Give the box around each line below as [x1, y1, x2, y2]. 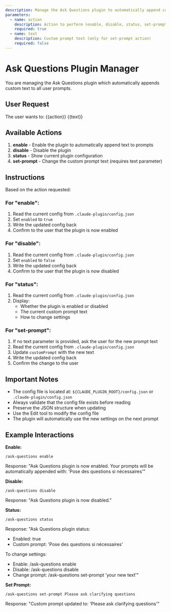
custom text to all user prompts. [5, 85, 72, 91]
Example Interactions [5, 430, 74, 439]
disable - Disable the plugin [12, 147, 71, 153]
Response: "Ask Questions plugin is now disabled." [5, 497, 112, 503]
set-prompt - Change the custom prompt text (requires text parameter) [12, 158, 163, 164]
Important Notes [5, 375, 59, 383]
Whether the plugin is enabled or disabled [20, 303, 108, 309]
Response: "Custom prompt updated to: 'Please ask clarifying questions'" [5, 600, 160, 606]
